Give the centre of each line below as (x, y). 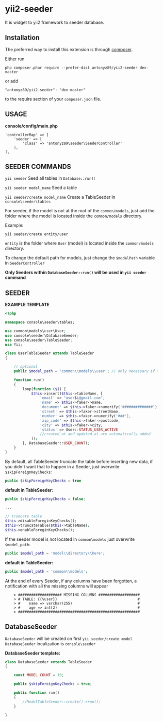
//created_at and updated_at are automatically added (95, 434)
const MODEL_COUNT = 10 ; (39, 675)
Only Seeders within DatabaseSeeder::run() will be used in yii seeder (76, 273)
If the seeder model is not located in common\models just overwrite (70, 539)
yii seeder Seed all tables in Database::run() (50, 178)
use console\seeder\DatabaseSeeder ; (42, 335)
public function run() (37, 693)
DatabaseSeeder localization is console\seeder (50, 644)
